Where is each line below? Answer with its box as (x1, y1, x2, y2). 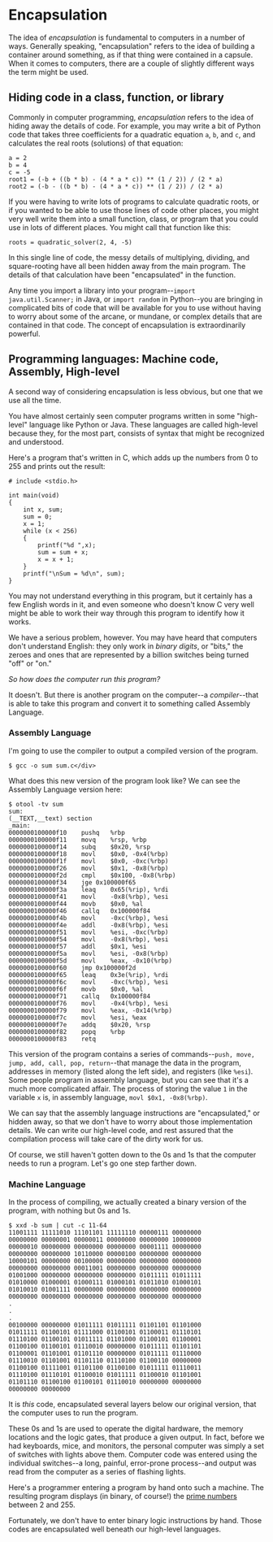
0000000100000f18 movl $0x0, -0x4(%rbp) (8, 849, 169, 858)
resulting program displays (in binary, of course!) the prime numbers (8, 1492, 237, 1501)
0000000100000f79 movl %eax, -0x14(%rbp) (8, 1006, 173, 1014)
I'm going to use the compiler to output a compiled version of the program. (8, 745, 258, 755)
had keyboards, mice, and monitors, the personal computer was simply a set (8, 1441, 264, 1451)
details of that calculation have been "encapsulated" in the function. (8, 270, 236, 280)
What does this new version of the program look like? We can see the (8, 775, 241, 785)
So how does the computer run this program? (8, 674, 161, 684)
